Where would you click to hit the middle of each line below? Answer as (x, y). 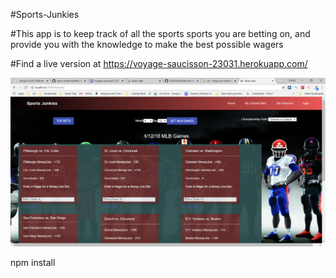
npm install (33, 263)
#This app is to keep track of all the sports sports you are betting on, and (160, 33)
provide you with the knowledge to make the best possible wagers (147, 44)
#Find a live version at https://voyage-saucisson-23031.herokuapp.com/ (159, 63)
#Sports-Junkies (45, 14)
